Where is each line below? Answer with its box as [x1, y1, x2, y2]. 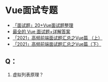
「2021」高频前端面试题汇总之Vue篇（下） [12, 41, 101, 47]
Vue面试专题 [5, 5, 58, 16]
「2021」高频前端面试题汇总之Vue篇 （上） [12, 35, 103, 41]
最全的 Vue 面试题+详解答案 [12, 28, 71, 34]
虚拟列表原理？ [12, 71, 44, 77]
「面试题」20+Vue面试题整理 [12, 22, 74, 28]
